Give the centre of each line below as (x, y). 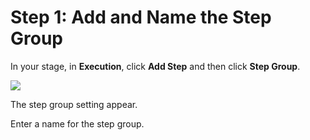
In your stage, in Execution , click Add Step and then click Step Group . (155, 66)
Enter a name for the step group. (77, 123)
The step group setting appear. (74, 104)
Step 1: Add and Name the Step (141, 17)
